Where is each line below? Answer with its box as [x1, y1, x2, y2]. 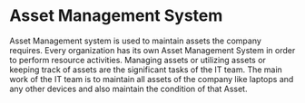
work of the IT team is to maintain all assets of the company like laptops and [9, 73, 294, 84]
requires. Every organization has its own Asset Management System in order [9, 44, 296, 55]
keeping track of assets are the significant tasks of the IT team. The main [9, 64, 283, 75]
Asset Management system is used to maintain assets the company [9, 35, 261, 46]
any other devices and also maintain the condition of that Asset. [9, 83, 248, 94]
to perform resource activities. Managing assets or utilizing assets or [9, 54, 266, 65]
